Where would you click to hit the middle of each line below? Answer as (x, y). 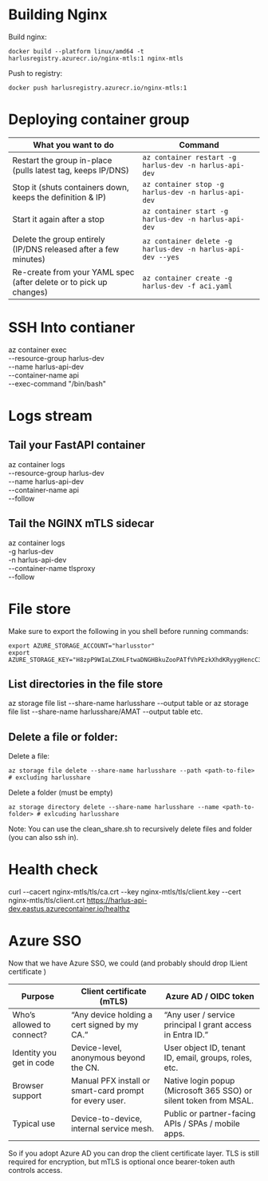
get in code (33, 1063)
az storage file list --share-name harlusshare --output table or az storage (128, 703)
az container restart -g (189, 157)
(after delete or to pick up (60, 282)
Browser (28, 1086)
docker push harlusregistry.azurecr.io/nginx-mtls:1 (98, 88)
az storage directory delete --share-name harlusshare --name (114, 807)
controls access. (35, 1171)
